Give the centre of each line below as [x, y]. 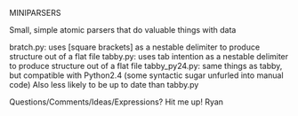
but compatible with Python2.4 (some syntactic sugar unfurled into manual [146, 75]
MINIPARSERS [35, 13]
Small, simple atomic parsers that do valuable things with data [123, 30]
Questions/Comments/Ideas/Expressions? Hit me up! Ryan [117, 102]
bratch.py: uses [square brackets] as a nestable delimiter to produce [135, 47]
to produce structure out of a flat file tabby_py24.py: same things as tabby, [146, 66]
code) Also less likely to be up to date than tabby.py [104, 85]
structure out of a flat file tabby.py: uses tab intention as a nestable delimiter [149, 56]
